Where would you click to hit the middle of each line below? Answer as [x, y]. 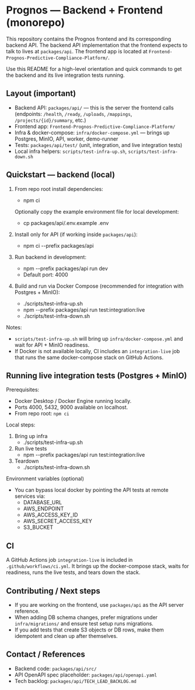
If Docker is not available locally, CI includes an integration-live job [97, 351]
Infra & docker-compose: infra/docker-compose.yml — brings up [92, 132]
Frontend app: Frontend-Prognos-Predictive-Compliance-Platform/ [95, 126]
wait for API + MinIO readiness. [52, 345]
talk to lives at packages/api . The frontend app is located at [77, 51]
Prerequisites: [23, 390]
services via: [30, 496]
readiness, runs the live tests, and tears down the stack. [73, 572]
